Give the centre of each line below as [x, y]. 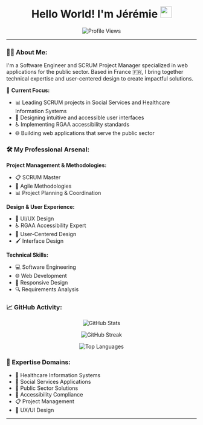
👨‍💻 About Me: [27, 52]
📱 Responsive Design [41, 282]
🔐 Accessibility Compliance [49, 395]
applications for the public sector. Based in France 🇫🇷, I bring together [95, 72]
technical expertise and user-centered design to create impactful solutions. [100, 79]
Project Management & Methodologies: [56, 165]
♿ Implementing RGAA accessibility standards [72, 125]
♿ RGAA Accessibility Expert [50, 225]
